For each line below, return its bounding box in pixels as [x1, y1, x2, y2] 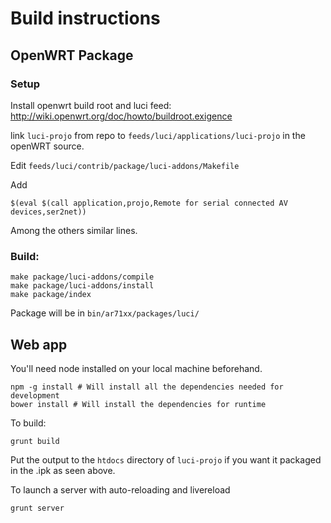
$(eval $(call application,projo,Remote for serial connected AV [10, 198, 288, 208]
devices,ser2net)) [10, 207, 87, 217]
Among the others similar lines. [10, 224, 138, 236]
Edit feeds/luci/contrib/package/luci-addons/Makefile [10, 159, 240, 171]
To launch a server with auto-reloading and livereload [10, 483, 231, 496]
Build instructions [10, 7, 161, 30]
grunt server [10, 503, 65, 513]
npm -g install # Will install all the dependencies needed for [10, 382, 284, 392]
